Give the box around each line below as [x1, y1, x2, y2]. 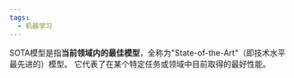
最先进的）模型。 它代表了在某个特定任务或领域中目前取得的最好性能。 [9, 58, 271, 69]
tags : [9, 13, 30, 22]
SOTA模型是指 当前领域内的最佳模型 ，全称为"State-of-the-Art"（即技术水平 [9, 47, 286, 58]
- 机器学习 [17, 22, 53, 30]
